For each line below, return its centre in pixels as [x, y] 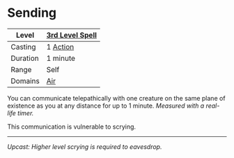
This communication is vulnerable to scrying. [72, 127]
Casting [23, 47]
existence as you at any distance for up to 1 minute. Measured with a [106, 106]
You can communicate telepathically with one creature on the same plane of [116, 98]
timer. [25, 113]
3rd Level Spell [72, 35]
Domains [25, 80]
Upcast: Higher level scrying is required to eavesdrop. [85, 146]
